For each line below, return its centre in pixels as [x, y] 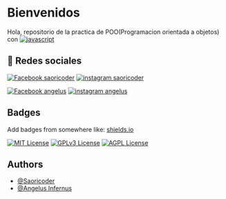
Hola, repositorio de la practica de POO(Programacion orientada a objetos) [113, 32]
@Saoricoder [36, 181]
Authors [25, 164]
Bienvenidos [44, 13]
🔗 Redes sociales [45, 61]
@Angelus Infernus [45, 189]
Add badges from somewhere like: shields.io [70, 129]
